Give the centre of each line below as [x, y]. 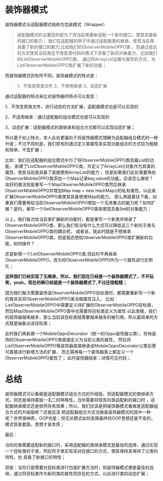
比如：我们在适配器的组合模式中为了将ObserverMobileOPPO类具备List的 [77, 160]
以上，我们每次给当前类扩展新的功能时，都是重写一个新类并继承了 [71, 219]
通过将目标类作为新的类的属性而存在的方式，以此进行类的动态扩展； [81, 473]
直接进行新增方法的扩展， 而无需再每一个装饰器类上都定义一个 [71, 351]
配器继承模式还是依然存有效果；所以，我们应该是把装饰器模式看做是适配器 [79, 406]
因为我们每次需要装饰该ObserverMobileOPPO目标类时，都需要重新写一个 [78, 293]
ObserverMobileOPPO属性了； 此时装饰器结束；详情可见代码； [68, 358]
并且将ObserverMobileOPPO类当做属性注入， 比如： [66, 299]
